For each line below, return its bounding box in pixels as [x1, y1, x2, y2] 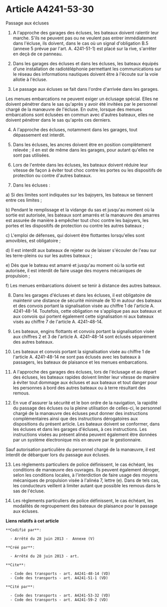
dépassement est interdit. [12, 132, 66, 138]
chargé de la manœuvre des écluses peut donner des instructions [12, 410, 148, 416]
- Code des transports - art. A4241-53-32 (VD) [10, 593, 111, 598]
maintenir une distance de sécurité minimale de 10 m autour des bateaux [12, 297, 162, 303]
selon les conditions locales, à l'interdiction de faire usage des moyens [12, 472, 158, 478]
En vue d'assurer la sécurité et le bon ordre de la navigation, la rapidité [12, 400, 158, 405]
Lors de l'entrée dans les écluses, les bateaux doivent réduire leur [12, 162, 148, 168]
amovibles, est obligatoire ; [5, 237, 61, 243]
